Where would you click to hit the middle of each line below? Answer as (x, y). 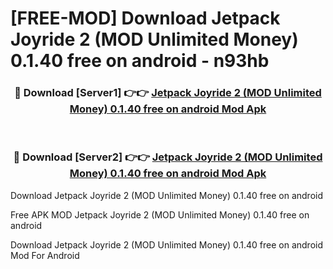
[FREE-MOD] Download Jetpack (145, 18)
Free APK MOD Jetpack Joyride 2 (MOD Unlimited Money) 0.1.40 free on (160, 214)
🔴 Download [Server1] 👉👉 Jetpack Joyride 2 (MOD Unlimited (168, 93)
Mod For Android (45, 255)
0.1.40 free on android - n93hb (140, 61)
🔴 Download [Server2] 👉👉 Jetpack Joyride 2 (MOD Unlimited (168, 157)
